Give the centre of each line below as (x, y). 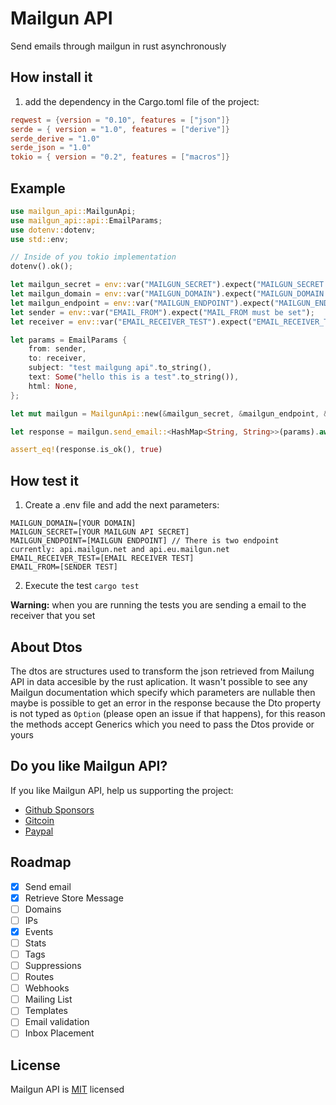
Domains (43, 909)
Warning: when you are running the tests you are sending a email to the (158, 605)
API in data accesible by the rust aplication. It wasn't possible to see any (159, 681)
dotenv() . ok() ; (42, 267)
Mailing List (48, 999)
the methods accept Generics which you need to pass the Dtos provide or (162, 724)
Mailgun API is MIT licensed (67, 1089)
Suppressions (53, 965)
